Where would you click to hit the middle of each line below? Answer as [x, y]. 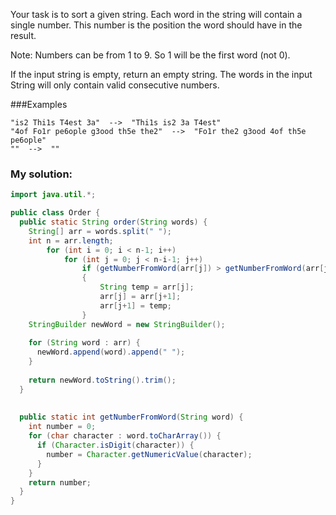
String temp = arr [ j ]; [147, 287]
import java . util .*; [53, 195]
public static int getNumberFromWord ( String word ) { [131, 417]
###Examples [39, 104]
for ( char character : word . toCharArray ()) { [125, 436]
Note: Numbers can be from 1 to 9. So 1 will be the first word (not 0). [150, 55]
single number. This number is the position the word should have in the [156, 25]
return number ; [60, 482]
